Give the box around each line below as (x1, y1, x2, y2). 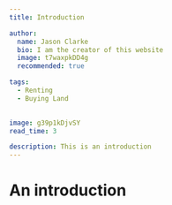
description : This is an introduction (9, 142, 152, 151)
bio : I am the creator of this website (17, 45, 164, 54)
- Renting (17, 86, 53, 95)
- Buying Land (17, 94, 69, 102)
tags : (9, 78, 29, 87)
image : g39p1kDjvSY (9, 118, 81, 127)
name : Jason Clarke (17, 37, 89, 46)
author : (9, 28, 38, 38)
